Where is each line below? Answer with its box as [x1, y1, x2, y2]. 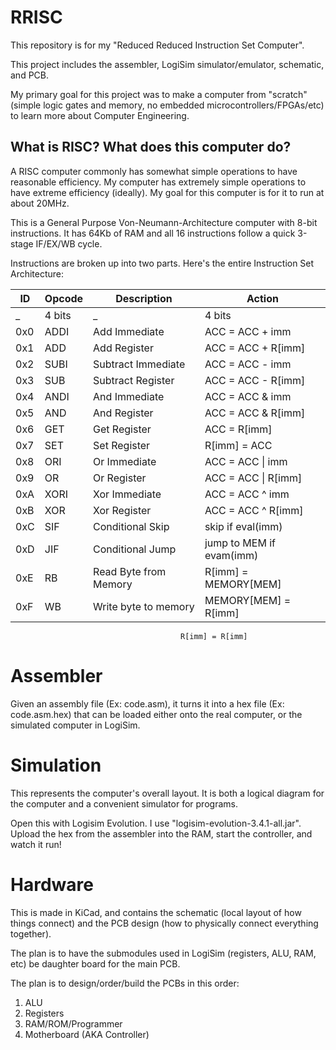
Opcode [44, 291, 84, 305]
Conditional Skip [93, 519, 170, 533]
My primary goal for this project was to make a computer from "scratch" [10, 88, 308, 100]
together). [10, 927, 52, 940]
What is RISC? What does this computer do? [10, 139, 292, 156]
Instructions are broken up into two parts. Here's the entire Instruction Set [10, 257, 315, 269]
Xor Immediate [93, 487, 162, 501]
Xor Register [93, 503, 152, 517]
